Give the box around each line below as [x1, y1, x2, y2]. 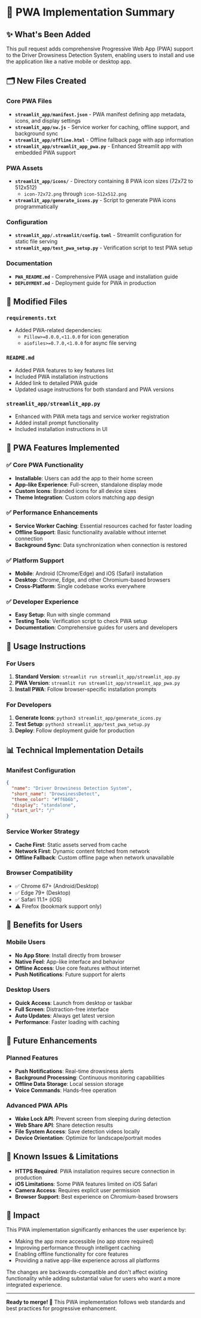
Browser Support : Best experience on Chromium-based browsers [14, 1193, 178, 1200]
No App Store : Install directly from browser [14, 952, 121, 959]
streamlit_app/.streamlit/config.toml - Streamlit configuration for [14, 231, 182, 239]
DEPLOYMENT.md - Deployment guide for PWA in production [14, 279, 157, 287]
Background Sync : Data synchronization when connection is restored [14, 541, 187, 548]
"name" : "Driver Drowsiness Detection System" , [11, 785, 133, 791]
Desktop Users [6, 986, 50, 994]
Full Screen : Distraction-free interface [14, 1006, 109, 1013]
